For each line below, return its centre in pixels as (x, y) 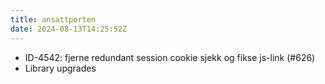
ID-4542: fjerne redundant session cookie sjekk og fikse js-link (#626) (170, 57)
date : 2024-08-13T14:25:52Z (69, 29)
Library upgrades (60, 68)
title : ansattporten (53, 19)
